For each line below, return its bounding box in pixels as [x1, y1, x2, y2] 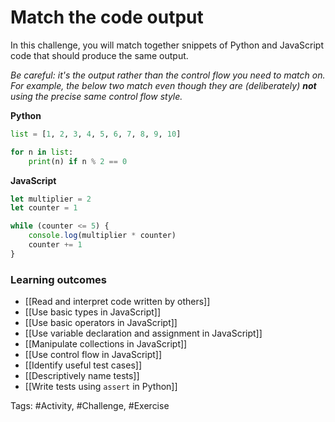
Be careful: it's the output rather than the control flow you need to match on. [10, 69, 326, 81]
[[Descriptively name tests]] [24, 370, 140, 382]
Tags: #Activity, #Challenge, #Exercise [10, 400, 170, 412]
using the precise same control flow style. [10, 90, 183, 102]
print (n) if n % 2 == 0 [28, 156, 128, 166]
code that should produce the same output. [10, 49, 189, 61]
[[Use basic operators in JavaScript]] [24, 317, 178, 329]
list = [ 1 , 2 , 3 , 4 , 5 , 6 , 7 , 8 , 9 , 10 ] [10, 129, 182, 139]
